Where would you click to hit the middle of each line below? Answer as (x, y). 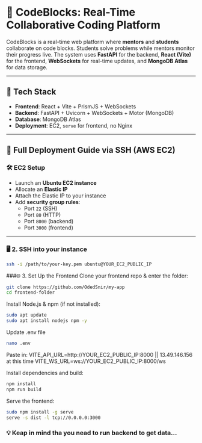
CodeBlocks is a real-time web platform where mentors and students (93, 42)
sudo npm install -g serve (40, 412)
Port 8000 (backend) (49, 221)
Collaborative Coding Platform (83, 25)
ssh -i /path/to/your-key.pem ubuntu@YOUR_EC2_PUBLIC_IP (79, 264)
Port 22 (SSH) (41, 209)
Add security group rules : (47, 202)
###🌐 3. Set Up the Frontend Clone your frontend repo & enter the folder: (97, 276)
